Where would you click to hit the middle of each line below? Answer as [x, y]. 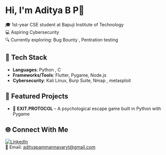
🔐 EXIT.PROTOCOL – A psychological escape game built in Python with [87, 109]
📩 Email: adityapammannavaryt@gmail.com [50, 147]
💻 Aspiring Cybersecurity [32, 32]
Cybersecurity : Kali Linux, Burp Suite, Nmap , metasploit [72, 80]
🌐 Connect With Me [37, 130]
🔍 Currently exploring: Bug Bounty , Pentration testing [62, 39]
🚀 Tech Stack [26, 58]
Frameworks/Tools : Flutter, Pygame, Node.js [60, 75]
